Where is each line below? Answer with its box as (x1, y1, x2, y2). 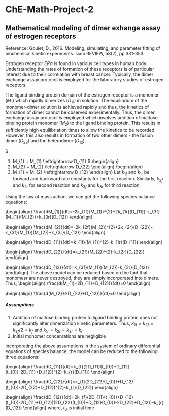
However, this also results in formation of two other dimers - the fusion (5, 132, 153, 138)
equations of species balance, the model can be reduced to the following (5, 348, 158, 355)
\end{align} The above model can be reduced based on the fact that (5, 269, 148, 275)
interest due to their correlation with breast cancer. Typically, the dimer (5, 71, 154, 77)
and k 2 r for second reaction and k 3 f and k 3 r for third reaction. (12, 182, 141, 189)
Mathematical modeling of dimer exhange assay (5, 24, 161, 33)
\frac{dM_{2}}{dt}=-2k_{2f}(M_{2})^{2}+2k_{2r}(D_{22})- (33, 223, 153, 230)
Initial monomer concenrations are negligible (12, 333, 106, 339)
